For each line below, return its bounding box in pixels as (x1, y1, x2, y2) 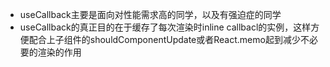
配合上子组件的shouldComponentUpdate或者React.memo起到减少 (28, 34, 301, 45)
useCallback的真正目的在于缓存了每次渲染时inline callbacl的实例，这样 (19, 21, 312, 33)
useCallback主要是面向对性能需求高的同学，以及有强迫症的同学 (19, 9, 282, 20)
